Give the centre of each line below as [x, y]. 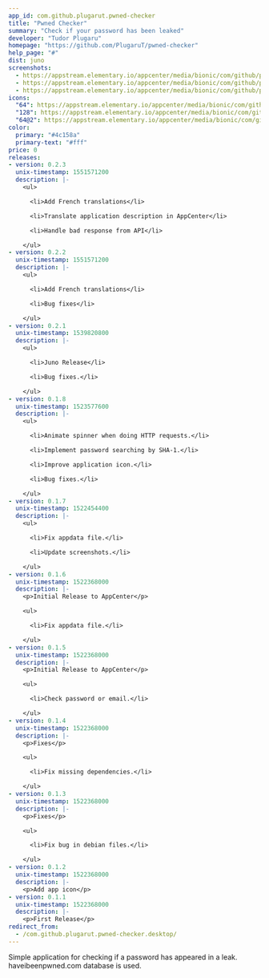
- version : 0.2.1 [37, 325]
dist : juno [26, 61]
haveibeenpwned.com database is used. [75, 965]
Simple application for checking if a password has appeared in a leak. [123, 957]
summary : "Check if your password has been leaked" [96, 30]
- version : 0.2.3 [37, 165]
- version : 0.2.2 [37, 253]
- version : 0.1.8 [37, 399]
